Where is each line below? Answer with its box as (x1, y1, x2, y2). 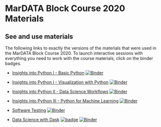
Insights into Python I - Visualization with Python (12, 79, 109, 85)
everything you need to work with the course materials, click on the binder (5, 56, 153, 61)
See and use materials (5, 32, 73, 41)
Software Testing (12, 107, 46, 113)
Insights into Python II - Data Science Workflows (12, 89, 109, 94)
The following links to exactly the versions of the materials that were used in (5, 45, 157, 51)
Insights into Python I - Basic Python (12, 70, 85, 75)
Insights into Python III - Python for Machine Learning (12, 98, 119, 104)
